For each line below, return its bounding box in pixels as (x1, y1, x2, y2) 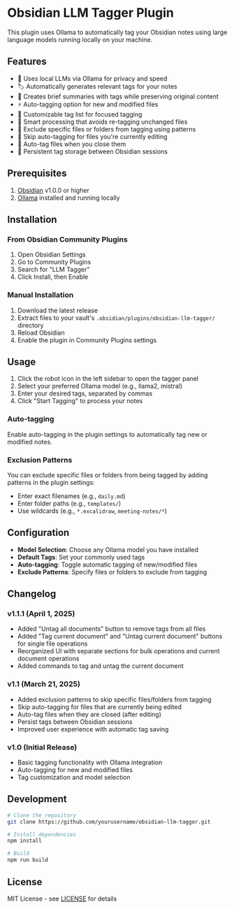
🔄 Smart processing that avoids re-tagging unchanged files (17, 117, 188, 126)
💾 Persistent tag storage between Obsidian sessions (17, 147, 168, 155)
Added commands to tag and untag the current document (17, 662, 184, 670)
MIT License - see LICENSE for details (7, 894, 117, 903)
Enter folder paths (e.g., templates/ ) (17, 499, 121, 507)
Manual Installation (7, 290, 74, 300)
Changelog (7, 588, 57, 600)
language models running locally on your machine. (7, 35, 153, 43)
